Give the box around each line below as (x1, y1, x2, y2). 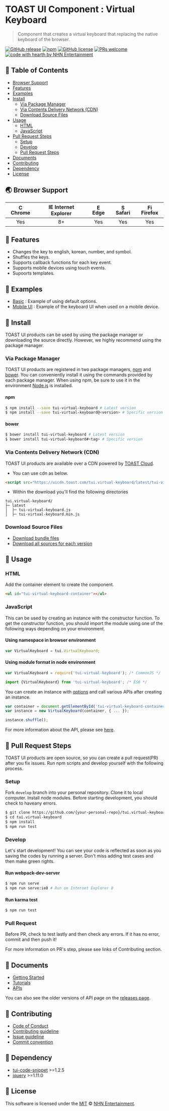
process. (5, 766, 24, 771)
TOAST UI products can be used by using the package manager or (5, 332, 143, 338)
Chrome (11, 209, 31, 216)
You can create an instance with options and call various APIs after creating (5, 689, 162, 695)
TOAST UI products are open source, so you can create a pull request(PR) (5, 755, 158, 761)
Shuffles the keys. (12, 254, 50, 260)
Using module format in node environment (5, 659, 96, 665)
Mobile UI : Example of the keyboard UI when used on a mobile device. (12, 304, 159, 310)
